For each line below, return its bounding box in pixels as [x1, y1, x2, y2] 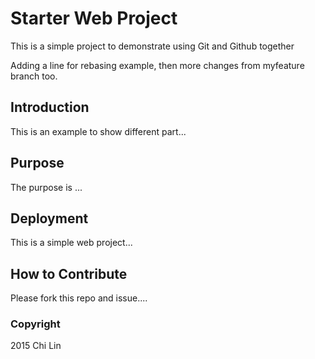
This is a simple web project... [10, 237, 133, 249]
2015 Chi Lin [10, 340, 62, 352]
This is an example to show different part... [10, 125, 187, 137]
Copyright [10, 317, 61, 331]
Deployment [10, 210, 89, 227]
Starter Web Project [10, 7, 178, 30]
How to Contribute [10, 265, 128, 282]
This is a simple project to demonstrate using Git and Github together [10, 40, 295, 52]
